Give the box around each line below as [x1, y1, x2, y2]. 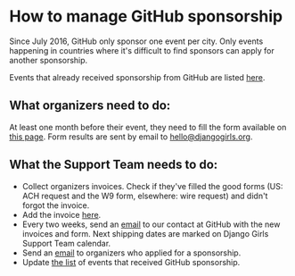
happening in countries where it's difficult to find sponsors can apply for [9, 45, 275, 55]
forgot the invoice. [21, 199, 90, 211]
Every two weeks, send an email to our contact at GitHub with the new [21, 219, 281, 230]
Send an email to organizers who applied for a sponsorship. [21, 247, 242, 258]
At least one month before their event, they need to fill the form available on [9, 121, 287, 132]
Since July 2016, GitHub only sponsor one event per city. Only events [9, 36, 264, 46]
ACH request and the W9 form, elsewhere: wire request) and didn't [21, 190, 268, 201]
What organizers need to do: [9, 98, 171, 113]
